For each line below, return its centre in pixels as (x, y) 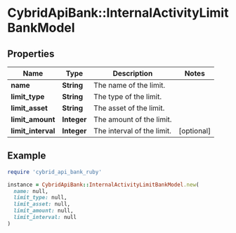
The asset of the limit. (129, 108)
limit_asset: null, (42, 204)
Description (133, 73)
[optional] (195, 131)
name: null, (31, 191)
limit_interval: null (45, 218)
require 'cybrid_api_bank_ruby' (54, 172)
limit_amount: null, (44, 211)
